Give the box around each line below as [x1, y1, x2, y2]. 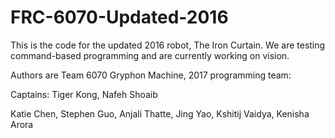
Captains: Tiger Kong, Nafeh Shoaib [10, 88, 158, 100]
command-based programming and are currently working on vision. [10, 49, 290, 61]
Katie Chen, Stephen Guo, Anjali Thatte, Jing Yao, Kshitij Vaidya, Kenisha [10, 107, 310, 120]
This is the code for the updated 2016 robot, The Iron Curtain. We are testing [10, 39, 326, 51]
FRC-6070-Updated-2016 [10, 6, 229, 29]
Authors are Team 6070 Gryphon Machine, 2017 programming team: [10, 69, 292, 81]
